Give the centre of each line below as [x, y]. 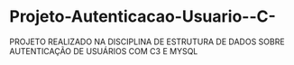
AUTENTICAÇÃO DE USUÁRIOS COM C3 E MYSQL [104, 51]
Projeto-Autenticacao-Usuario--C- [143, 17]
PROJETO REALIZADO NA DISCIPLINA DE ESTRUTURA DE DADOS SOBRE [147, 42]
